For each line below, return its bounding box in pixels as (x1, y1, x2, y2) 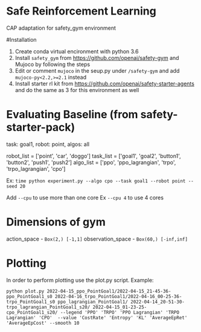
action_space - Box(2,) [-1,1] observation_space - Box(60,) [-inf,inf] (6, 235, 188, 242)
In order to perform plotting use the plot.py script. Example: (6, 276, 154, 284)
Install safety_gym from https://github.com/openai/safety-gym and (14, 54, 179, 61)
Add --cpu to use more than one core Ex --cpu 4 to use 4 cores (6, 194, 164, 201)
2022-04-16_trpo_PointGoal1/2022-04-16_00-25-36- (54, 293, 182, 299)
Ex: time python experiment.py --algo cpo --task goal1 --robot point (6, 177, 186, 184)
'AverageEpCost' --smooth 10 (6, 320, 80, 326)
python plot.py (6, 288, 45, 294)
